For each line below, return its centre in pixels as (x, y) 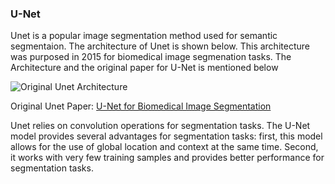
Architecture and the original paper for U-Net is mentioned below (144, 68)
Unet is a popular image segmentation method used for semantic (144, 36)
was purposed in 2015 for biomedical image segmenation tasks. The (151, 57)
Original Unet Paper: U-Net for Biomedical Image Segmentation (141, 106)
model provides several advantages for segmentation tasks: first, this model (166, 136)
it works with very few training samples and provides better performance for (167, 158)
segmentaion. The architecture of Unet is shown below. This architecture (160, 46)
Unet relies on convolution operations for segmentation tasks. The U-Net (160, 126)
